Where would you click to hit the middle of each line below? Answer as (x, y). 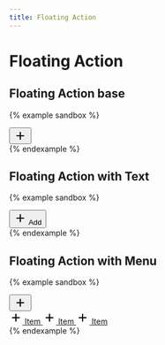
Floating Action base (67, 94)
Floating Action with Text (79, 176)
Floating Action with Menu (83, 261)
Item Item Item (66, 322)
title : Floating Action (53, 17)
